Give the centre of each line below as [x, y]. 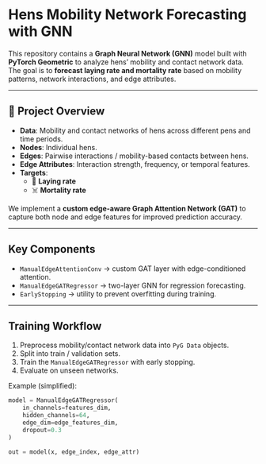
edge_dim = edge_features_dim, [70, 423]
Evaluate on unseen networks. [69, 370]
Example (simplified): [43, 386]
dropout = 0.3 [42, 430]
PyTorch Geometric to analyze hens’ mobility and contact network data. [126, 62]
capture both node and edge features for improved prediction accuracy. [125, 217]
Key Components [52, 249]
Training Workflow [55, 326]
